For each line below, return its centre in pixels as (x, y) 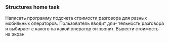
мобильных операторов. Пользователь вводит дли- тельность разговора (85, 23)
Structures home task (32, 7)
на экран (15, 34)
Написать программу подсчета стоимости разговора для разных (76, 18)
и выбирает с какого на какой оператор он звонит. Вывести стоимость (82, 29)
